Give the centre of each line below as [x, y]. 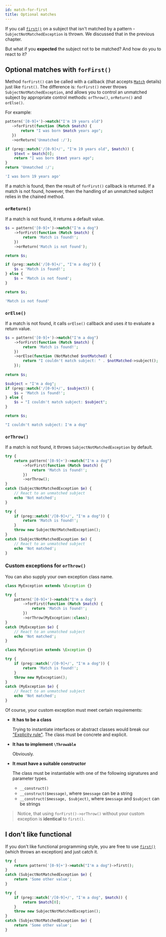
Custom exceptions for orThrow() [46, 566]
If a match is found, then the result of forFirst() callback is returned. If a [80, 186]
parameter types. [30, 778]
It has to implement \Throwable [44, 744]
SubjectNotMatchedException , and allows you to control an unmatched [76, 92]
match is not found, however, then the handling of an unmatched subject [79, 191]
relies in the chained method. [35, 196]
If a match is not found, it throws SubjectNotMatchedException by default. [79, 447]
